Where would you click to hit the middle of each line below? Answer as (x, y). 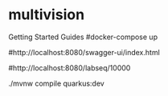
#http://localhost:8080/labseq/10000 (70, 68)
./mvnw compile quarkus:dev (56, 83)
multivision (47, 15)
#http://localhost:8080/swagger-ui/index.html (84, 52)
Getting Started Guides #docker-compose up (83, 37)
